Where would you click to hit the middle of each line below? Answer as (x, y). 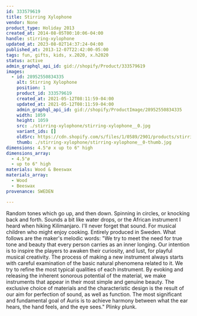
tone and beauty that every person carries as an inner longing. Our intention (98, 244)
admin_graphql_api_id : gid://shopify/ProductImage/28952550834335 (99, 110)
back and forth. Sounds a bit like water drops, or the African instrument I (94, 219)
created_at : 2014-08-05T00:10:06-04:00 (55, 33)
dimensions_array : (28, 153)
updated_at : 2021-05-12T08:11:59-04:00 (65, 104)
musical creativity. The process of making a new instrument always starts (95, 257)
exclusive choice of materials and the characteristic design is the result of (95, 288)
